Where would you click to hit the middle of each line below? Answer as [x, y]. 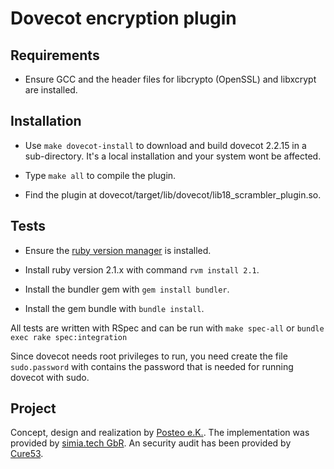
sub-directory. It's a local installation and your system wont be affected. [173, 156]
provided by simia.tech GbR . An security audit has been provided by [151, 443]
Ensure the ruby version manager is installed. [118, 250]
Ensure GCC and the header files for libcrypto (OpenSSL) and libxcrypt [170, 79]
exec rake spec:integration [69, 337]
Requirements [55, 55]
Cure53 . [27, 454]
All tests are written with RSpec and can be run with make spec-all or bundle [167, 328]
